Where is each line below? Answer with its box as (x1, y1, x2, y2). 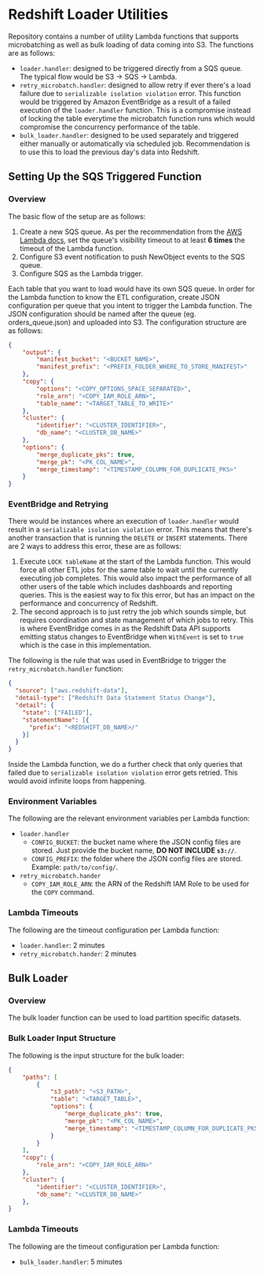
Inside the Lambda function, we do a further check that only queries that (8, 760, 243, 769)
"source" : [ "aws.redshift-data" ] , (15, 687, 128, 694)
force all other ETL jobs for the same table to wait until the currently (19, 565, 238, 575)
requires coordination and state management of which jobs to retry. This (19, 616, 254, 625)
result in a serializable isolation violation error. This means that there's (8, 525, 252, 535)
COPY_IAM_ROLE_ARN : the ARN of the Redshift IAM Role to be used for (31, 880, 250, 889)
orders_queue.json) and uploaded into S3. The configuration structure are (8, 317, 247, 327)
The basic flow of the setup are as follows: (8, 211, 146, 221)
